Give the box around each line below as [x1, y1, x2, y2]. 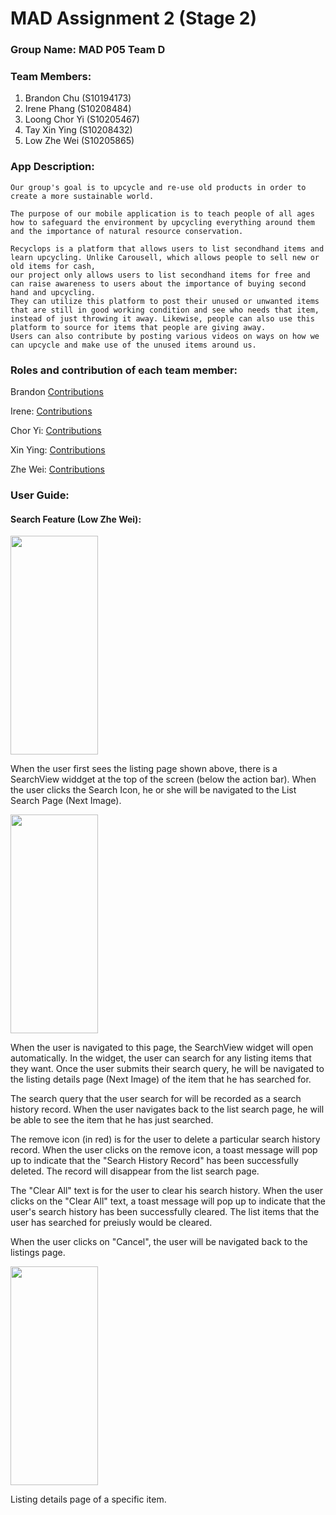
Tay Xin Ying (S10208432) [24, 124, 133, 136]
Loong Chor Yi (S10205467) [24, 113, 140, 126]
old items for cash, [10, 261, 97, 271]
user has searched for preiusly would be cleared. [10, 1217, 213, 1229]
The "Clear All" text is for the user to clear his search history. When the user [10, 1185, 324, 1197]
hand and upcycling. [10, 287, 97, 297]
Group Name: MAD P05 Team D [10, 43, 166, 57]
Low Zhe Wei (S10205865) [24, 135, 135, 147]
